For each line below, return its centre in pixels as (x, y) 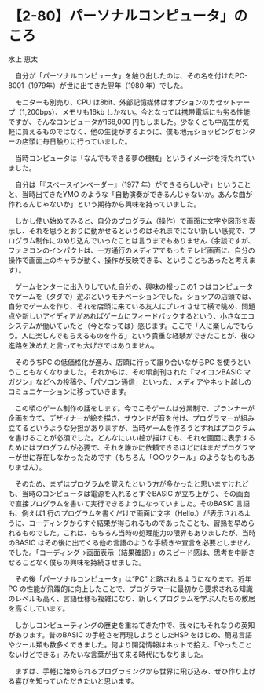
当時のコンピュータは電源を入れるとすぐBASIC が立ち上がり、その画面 (136, 493)
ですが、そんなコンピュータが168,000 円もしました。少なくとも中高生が (125, 122)
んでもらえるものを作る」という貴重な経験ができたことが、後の (152, 335)
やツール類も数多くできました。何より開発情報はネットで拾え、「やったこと (130, 644)
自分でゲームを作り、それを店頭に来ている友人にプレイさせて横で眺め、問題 (132, 306)
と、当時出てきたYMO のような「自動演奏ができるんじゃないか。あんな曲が (130, 194)
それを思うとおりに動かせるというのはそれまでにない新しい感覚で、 (139, 230)
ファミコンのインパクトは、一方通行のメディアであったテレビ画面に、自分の (132, 250)
